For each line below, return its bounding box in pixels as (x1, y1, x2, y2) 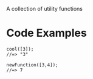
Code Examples (6, 27, 87, 40)
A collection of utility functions (6, 5, 83, 12)
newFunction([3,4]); (6, 62, 59, 68)
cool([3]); (6, 46, 34, 52)
